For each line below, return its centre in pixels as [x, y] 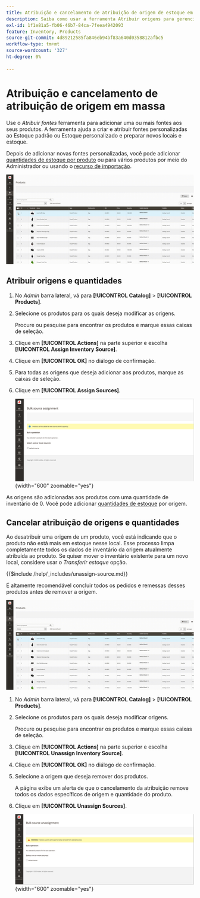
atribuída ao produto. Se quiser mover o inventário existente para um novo [97, 556]
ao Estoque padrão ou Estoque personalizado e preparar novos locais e [94, 135]
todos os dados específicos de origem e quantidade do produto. [93, 795]
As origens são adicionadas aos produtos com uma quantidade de [87, 497]
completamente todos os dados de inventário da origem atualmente [89, 549]
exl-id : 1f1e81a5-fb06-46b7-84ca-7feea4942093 [65, 25]
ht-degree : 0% [24, 57]
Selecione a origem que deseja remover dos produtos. [81, 777]
